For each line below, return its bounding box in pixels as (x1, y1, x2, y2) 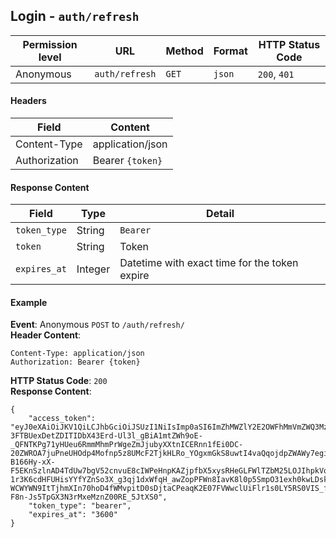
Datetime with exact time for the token (119, 256, 299, 270)
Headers (10, 95, 47, 107)
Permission (22, 37, 78, 51)
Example (10, 296, 48, 308)
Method (165, 44, 204, 58)
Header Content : (10, 329, 82, 341)
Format (213, 44, 248, 58)
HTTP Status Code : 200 (10, 375, 108, 387)
